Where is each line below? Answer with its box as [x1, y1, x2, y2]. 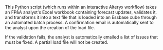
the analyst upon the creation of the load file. [5, 25, 95, 31]
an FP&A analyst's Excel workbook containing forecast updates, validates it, [5, 9, 157, 15]
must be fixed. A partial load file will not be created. [5, 39, 109, 45]
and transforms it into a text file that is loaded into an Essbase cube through [5, 15, 157, 20]
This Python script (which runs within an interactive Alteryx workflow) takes [5, 4, 157, 10]
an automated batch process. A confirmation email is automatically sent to [5, 19, 154, 25]
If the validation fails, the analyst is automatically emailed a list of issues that [5, 34, 158, 40]
